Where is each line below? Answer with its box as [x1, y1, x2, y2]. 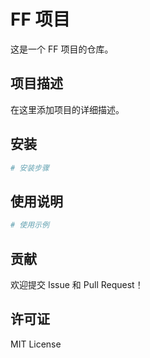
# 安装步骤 [10, 163, 50, 173]
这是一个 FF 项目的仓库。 [10, 43, 114, 55]
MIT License [10, 338, 62, 350]
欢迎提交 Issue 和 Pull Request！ [10, 278, 144, 290]
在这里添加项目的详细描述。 [10, 103, 125, 115]
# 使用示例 [10, 220, 50, 230]
